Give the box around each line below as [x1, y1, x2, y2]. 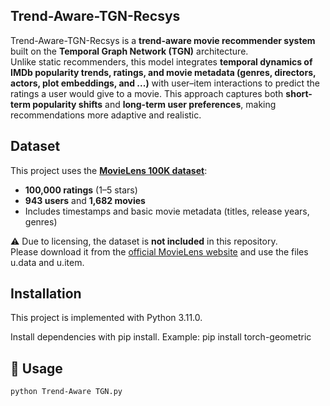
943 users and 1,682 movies [24, 194, 146, 206]
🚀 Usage [10, 360, 63, 377]
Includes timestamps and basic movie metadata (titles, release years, [24, 205, 310, 217]
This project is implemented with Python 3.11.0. [10, 312, 203, 324]
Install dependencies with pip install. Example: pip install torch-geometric [10, 331, 312, 343]
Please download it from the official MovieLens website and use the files [10, 245, 309, 258]
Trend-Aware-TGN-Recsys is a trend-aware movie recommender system [10, 34, 316, 46]
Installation [10, 285, 82, 303]
